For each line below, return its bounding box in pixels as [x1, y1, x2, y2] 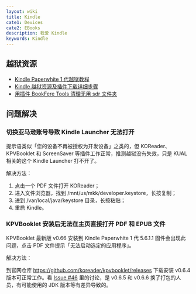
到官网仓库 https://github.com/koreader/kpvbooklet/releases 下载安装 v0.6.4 [6, 266, 191, 274]
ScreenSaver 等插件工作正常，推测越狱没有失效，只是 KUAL [42, 150, 187, 157]
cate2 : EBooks [6, 25, 41, 31]
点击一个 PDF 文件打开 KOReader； [14, 182, 100, 189]
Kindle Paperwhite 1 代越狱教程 [14, 76, 90, 83]
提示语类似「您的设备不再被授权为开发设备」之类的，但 [6, 142, 139, 149]
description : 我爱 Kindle [6, 30, 67, 36]
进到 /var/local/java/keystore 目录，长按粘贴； [14, 197, 126, 204]
